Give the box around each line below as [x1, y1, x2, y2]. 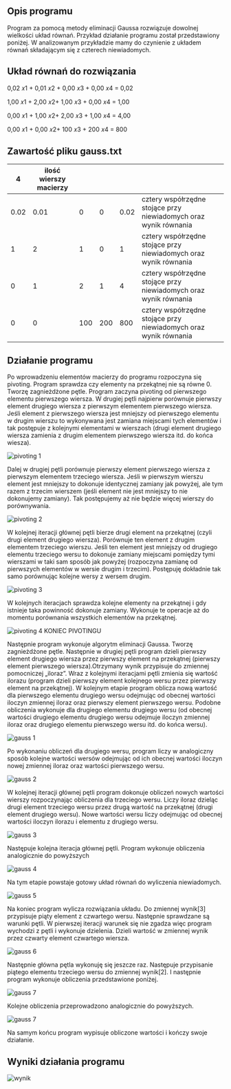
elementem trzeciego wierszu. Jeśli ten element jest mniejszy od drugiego [7, 543, 218, 551]
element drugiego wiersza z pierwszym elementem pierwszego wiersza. [7, 402, 212, 410]
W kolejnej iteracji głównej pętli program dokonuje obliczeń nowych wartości [7, 789, 224, 797]
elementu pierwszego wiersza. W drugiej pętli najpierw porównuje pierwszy [7, 395, 222, 403]
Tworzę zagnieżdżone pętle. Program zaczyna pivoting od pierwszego [7, 388, 207, 396]
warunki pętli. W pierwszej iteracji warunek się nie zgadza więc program [7, 919, 212, 927]
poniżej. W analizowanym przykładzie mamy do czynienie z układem [7, 38, 201, 47]
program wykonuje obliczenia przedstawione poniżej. [7, 976, 159, 984]
